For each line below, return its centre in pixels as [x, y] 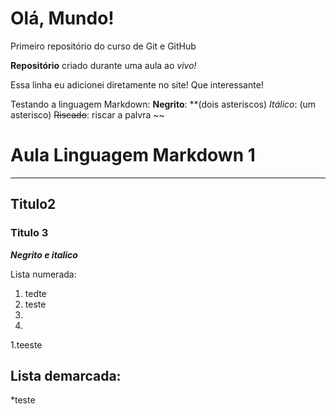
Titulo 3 [29, 233]
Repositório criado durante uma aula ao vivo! [103, 65]
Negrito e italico [44, 254]
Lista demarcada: [66, 375]
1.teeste [26, 344]
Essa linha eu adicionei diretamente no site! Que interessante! [137, 84]
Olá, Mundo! [62, 18]
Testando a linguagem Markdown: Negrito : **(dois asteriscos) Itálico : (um [163, 104]
